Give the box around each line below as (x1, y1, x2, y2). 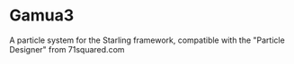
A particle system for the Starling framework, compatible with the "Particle (9, 35, 285, 45)
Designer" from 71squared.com (9, 44, 125, 54)
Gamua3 (9, 5, 75, 26)
